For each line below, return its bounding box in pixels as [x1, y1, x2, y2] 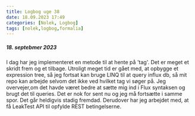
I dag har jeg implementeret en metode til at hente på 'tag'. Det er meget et [6, 59, 189, 66]
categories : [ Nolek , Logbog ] [6, 20, 78, 26]
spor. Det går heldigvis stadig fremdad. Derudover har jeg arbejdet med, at [6, 96, 189, 104]
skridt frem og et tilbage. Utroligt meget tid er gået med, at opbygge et [6, 65, 179, 72]
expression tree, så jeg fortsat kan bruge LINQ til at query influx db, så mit [6, 71, 187, 79]
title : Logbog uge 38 [6, 8, 60, 15]
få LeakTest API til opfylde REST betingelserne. [6, 103, 122, 110]
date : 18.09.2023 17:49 [6, 14, 65, 20]
